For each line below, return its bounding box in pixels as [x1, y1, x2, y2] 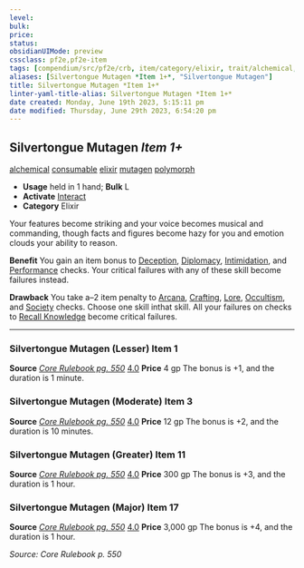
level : [9, 13, 34, 23]
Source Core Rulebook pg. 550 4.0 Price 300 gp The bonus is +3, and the [9, 468, 286, 479]
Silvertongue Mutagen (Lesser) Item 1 [9, 342, 178, 355]
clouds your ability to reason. [9, 238, 118, 249]
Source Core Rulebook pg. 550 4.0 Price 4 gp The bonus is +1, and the [9, 363, 275, 374]
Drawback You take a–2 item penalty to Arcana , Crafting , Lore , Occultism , [9, 292, 285, 303]
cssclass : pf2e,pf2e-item [9, 55, 107, 64]
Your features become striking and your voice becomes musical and [9, 219, 264, 230]
